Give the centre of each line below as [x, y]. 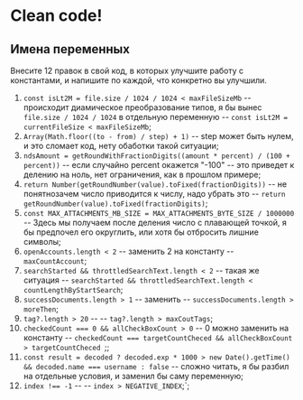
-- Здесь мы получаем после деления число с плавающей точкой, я [155, 223]
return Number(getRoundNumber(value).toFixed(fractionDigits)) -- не [155, 184]
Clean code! [56, 16]
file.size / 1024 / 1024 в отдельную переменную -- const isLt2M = [155, 117]
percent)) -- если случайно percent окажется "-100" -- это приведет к [159, 165]
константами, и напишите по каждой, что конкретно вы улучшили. [138, 80]
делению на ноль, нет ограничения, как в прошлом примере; [142, 174]
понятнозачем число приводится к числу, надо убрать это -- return [154, 194]
